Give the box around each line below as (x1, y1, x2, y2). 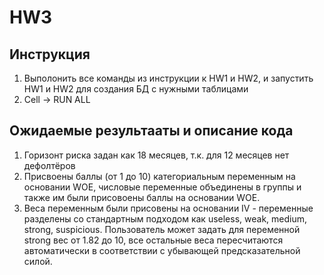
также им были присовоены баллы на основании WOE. (23, 191, 261, 203)
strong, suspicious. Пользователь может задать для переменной (23, 223, 301, 235)
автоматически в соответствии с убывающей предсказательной (23, 244, 301, 256)
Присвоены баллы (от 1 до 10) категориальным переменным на (23, 170, 296, 182)
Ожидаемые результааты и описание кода (9, 122, 294, 140)
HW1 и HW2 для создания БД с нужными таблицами (23, 83, 249, 95)
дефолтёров (23, 159, 76, 171)
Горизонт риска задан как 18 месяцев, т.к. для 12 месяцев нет (23, 149, 290, 161)
